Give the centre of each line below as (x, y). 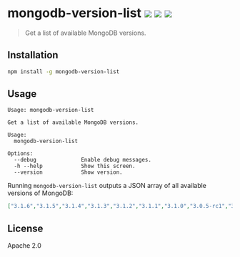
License (25, 228)
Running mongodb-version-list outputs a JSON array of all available (107, 186)
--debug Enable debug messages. (83, 160)
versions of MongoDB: (40, 193)
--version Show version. (68, 172)
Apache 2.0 (24, 246)
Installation (33, 55)
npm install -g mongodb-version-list (64, 72)
